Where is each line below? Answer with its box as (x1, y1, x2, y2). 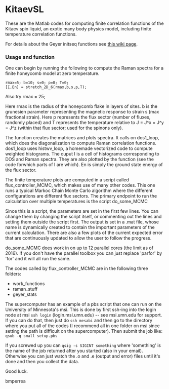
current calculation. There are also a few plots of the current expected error (5, 229, 163, 236)
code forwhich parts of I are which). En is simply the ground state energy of (5, 162, 163, 168)
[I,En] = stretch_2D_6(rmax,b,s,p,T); (5, 85, 87, 90)
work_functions (12, 281, 45, 287)
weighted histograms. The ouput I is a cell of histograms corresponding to (5, 151, 159, 157)
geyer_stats (12, 291, 37, 297)
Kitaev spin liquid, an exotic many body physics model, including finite (5, 25, 152, 31)
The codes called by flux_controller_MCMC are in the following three (5, 265, 148, 271)
